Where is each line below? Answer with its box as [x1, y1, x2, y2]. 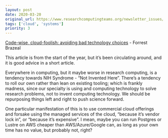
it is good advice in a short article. [5, 60, 75, 66]
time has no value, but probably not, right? [5, 127, 92, 133]
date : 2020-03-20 [5, 12, 41, 17]
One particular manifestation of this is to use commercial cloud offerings [5, 106, 154, 112]
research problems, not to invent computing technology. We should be [5, 91, 150, 97]
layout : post [5, 7, 32, 12]
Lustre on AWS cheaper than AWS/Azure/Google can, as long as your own [5, 122, 158, 128]
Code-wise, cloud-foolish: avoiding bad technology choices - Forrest [5, 39, 147, 45]
